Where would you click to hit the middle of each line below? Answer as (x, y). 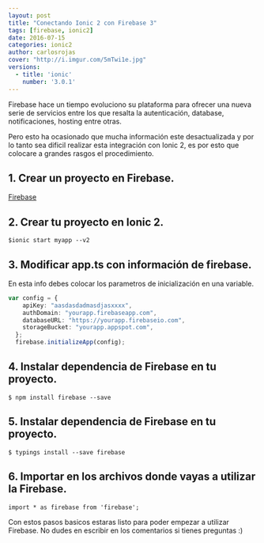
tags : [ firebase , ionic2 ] (51, 30)
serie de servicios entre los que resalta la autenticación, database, (116, 112)
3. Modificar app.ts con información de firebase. (130, 265)
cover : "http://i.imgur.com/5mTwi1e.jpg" (77, 60)
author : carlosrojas (42, 52)
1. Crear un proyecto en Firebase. (91, 178)
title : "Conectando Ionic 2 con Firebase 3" (83, 23)
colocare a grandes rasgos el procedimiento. (81, 153)
